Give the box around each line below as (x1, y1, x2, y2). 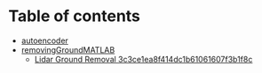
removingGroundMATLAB (20, 44, 115, 55)
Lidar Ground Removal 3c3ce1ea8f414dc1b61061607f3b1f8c (34, 54, 253, 64)
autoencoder (20, 35, 68, 46)
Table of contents (8, 6, 141, 26)
